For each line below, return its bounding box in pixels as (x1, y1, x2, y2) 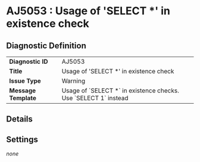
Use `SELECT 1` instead (61, 94, 129, 102)
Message (9, 86, 36, 95)
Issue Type (9, 77, 42, 85)
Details (6, 114, 33, 124)
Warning (61, 77, 85, 85)
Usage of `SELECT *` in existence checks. (61, 86, 180, 95)
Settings (6, 134, 39, 144)
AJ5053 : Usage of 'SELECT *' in (6, 4, 171, 18)
